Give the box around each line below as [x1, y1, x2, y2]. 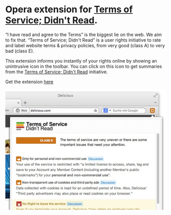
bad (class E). [5, 48, 34, 54]
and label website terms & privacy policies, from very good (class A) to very [5, 42, 165, 48]
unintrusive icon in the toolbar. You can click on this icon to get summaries [5, 63, 162, 69]
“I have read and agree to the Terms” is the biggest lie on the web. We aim [5, 31, 162, 37]
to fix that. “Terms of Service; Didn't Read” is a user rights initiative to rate [5, 37, 161, 43]
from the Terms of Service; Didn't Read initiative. [5, 68, 108, 75]
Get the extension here [5, 79, 54, 85]
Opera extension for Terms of [5, 4, 133, 15]
